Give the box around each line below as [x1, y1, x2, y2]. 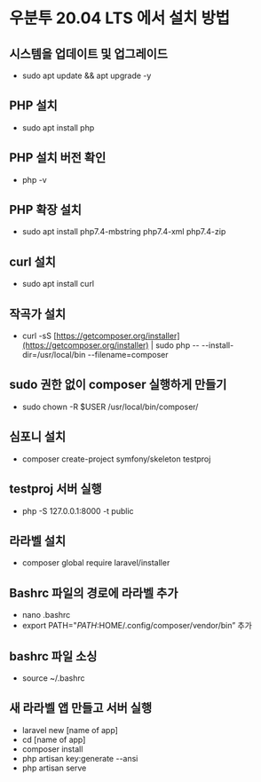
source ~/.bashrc [21, 672, 86, 683]
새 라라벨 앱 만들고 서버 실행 [9, 700, 153, 715]
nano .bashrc [21, 610, 71, 620]
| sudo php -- [150, 340, 200, 351]
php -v [21, 174, 47, 185]
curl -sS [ [21, 330, 57, 342]
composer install [21, 743, 83, 754]
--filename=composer [87, 350, 169, 360]
